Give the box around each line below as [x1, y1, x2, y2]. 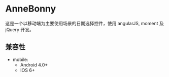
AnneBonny [5, 3, 56, 15]
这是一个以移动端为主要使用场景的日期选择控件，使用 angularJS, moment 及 [5, 20, 164, 26]
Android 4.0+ [20, 61, 48, 68]
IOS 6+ [20, 67, 35, 73]
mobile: [12, 56, 29, 62]
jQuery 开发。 [5, 26, 34, 33]
